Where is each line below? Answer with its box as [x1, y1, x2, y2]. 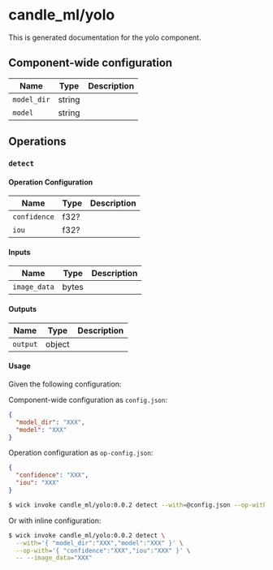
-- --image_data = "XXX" [15, 554, 93, 562]
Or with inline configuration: [8, 516, 102, 525]
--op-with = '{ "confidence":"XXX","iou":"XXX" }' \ [15, 546, 191, 555]
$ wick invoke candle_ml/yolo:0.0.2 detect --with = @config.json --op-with [8, 501, 267, 509]
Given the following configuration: [8, 379, 122, 389]
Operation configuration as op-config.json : [8, 448, 154, 458]
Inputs [8, 247, 31, 257]
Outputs [8, 304, 37, 314]
